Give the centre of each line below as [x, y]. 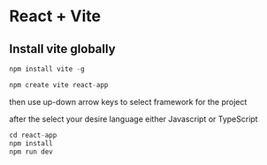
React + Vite [55, 16]
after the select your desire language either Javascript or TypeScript [133, 119]
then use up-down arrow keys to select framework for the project [128, 101]
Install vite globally [63, 49]
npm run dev [31, 152]
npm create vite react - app [59, 85]
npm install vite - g [47, 69]
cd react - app [33, 135]
